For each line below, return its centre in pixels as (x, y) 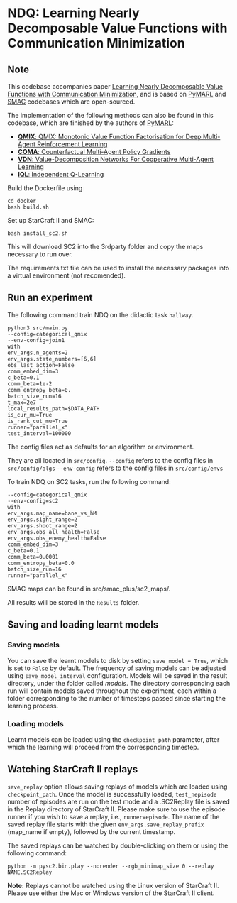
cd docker (22, 201)
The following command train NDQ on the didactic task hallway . (100, 314)
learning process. (33, 706)
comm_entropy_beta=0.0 (41, 563)
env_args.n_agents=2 (38, 353)
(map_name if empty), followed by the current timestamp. (92, 831)
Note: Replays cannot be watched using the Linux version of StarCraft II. (113, 885)
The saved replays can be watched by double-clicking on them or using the (118, 845)
